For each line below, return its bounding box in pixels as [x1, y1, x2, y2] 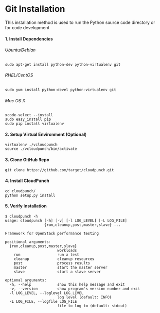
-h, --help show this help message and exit [9, 282, 125, 287]
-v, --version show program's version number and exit [9, 286, 140, 291]
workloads [57, 248, 77, 253]
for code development [5, 24, 50, 30]
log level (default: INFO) [57, 295, 112, 300]
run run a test [14, 252, 79, 257]
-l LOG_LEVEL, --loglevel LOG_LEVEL [9, 291, 84, 295]
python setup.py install [5, 193, 55, 198]
